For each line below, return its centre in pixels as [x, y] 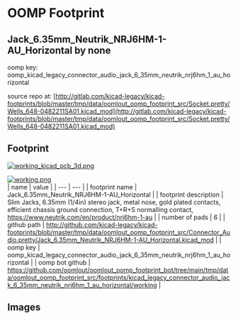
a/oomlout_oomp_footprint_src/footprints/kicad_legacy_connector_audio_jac [119, 277]
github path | [26, 224]
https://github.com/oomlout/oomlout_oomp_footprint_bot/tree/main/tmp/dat [118, 270]
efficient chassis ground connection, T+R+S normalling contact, [100, 209]
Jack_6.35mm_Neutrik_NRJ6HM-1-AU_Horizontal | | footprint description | [115, 194]
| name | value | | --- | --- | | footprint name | [72, 187]
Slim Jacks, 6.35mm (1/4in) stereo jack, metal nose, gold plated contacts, [114, 202]
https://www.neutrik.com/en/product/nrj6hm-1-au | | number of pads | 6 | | [116, 217]
